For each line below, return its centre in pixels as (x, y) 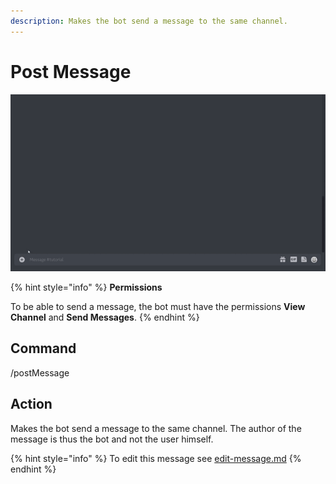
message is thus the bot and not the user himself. (112, 439)
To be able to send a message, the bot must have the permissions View (158, 306)
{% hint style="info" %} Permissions (86, 287)
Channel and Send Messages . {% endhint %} (105, 317)
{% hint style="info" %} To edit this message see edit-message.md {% (156, 458)
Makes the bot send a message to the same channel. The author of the (156, 428)
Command (43, 348)
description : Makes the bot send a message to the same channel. (149, 21)
